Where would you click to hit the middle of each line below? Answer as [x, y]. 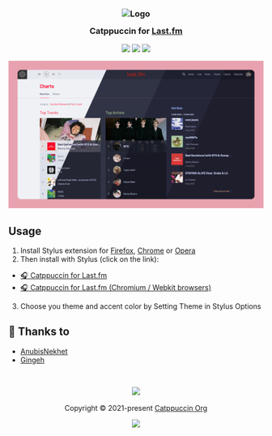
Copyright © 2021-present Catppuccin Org [136, 408]
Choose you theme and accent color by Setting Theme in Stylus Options [140, 306]
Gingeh [32, 360]
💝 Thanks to [39, 332]
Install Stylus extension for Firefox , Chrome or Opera [108, 250]
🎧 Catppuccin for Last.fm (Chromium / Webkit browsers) [116, 287]
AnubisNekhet [44, 351]
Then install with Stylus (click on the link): [89, 259]
